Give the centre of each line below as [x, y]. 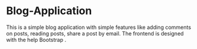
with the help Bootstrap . [36, 40]
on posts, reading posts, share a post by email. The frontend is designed [95, 33]
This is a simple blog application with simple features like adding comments [99, 27]
